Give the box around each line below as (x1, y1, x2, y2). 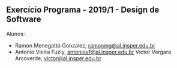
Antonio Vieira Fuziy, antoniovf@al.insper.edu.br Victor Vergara (14, 48, 172, 55)
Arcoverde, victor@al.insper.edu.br (14, 54, 102, 62)
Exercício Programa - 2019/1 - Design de (6, 5, 160, 15)
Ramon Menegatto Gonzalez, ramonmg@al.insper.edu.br (14, 42, 156, 49)
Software (6, 14, 41, 25)
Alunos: (6, 30, 25, 37)
